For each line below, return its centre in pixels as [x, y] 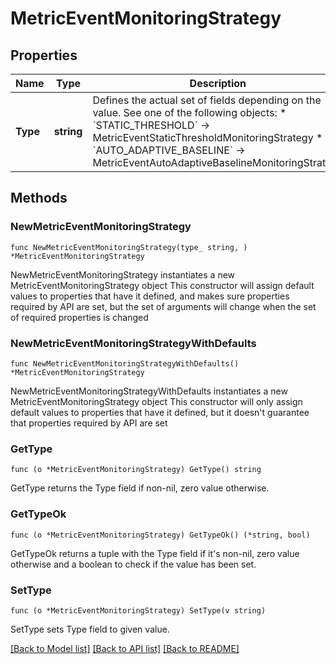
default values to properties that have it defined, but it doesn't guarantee [160, 412]
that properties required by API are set [89, 423]
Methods [39, 198]
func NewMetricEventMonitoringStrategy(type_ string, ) [129, 247]
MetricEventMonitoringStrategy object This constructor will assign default [162, 285]
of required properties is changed [79, 317]
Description [218, 83]
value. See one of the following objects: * [189, 112]
